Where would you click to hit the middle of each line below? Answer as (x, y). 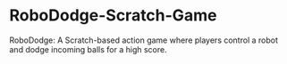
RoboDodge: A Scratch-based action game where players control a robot (144, 40)
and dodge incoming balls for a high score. (88, 49)
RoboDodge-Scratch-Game (113, 16)
